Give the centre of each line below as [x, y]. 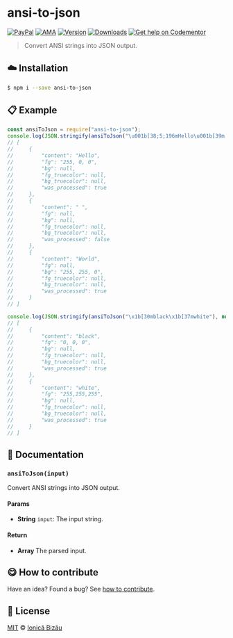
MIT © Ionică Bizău [35, 628]
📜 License [29, 611]
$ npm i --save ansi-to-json [49, 88]
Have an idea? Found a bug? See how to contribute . [81, 589]
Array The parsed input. [52, 550]
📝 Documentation [46, 454]
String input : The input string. [60, 519]
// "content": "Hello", [54, 155]
